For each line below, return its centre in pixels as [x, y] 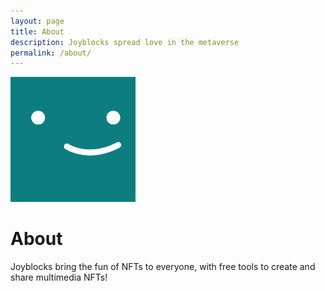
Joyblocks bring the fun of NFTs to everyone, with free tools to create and [163, 267]
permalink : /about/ [51, 53]
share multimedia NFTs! [59, 277]
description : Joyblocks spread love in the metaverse [125, 42]
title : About [37, 31]
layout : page [37, 21]
